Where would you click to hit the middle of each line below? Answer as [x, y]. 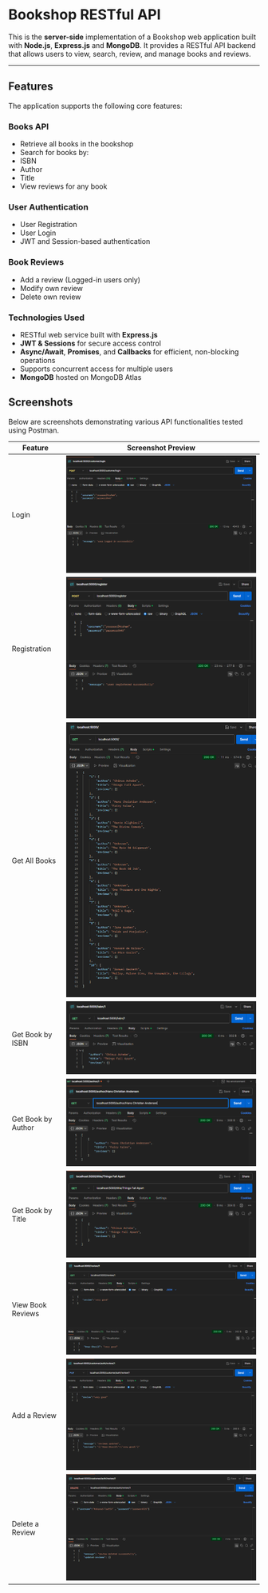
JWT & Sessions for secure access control [91, 343]
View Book [29, 1304]
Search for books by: [54, 153]
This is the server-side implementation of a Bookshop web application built [132, 37]
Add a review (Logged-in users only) [80, 279]
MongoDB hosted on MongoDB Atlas [81, 377]
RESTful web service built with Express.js [89, 334]
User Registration [48, 225]
